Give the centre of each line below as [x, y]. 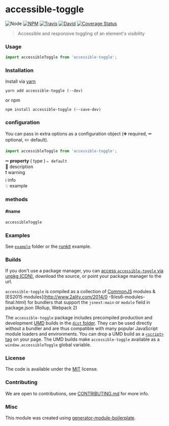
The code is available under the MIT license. [52, 369]
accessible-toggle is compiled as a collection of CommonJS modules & [80, 292]
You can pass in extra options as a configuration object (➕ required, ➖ [78, 133]
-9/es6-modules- [127, 297]
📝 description [19, 167]
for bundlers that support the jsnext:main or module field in [89, 302]
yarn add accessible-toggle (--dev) [44, 91]
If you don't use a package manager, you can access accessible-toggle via [84, 271]
